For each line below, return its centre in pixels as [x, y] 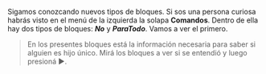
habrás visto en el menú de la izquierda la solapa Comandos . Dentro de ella [133, 20]
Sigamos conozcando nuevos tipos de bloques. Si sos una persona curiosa [132, 12]
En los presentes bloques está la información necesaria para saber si [141, 44]
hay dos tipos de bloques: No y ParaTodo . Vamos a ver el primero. [118, 29]
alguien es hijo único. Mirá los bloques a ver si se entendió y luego [137, 53]
